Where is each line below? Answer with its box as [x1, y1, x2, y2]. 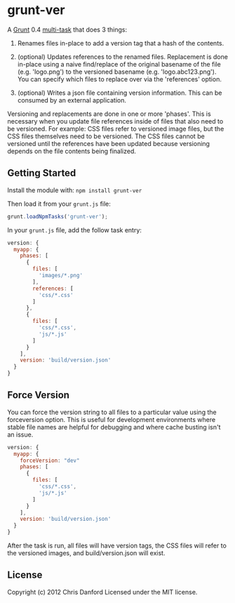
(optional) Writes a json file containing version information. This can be [17, 88, 222, 97]
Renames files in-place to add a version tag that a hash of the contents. [17, 39, 224, 47]
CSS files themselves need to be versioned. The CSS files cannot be [7, 132, 205, 140]
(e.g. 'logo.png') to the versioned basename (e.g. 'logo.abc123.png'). [17, 67, 217, 76]
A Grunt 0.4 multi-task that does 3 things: [7, 25, 128, 34]
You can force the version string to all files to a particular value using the [7, 408, 217, 416]
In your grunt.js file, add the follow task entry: [7, 225, 142, 234]
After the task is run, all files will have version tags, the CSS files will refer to [7, 541, 227, 550]
